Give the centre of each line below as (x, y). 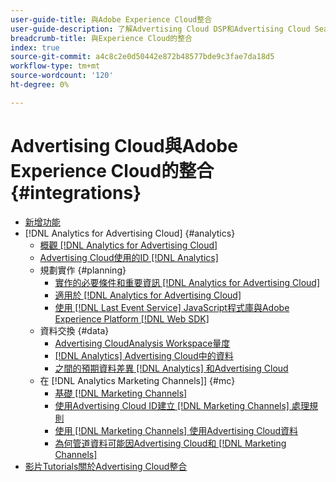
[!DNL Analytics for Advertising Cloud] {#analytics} (130, 233)
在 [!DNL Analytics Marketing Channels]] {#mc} (137, 380)
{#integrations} (76, 192)
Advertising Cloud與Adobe (124, 145)
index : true (35, 47)
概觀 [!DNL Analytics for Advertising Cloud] (128, 245)
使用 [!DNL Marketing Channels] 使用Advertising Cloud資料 (176, 430)
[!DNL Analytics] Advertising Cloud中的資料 (144, 355)
